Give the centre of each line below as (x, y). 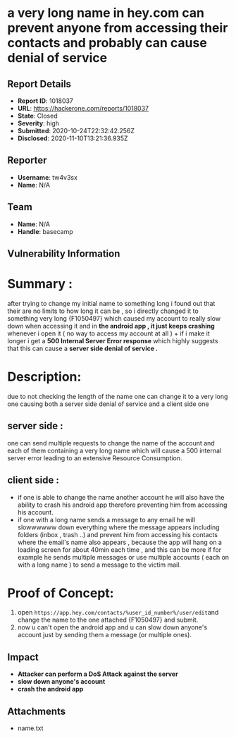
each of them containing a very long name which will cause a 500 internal (114, 450)
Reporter (27, 160)
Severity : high (38, 123)
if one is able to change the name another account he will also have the (121, 497)
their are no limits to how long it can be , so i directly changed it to (103, 311)
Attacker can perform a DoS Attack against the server (98, 674)
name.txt (30, 728)
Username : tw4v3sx (47, 177)
